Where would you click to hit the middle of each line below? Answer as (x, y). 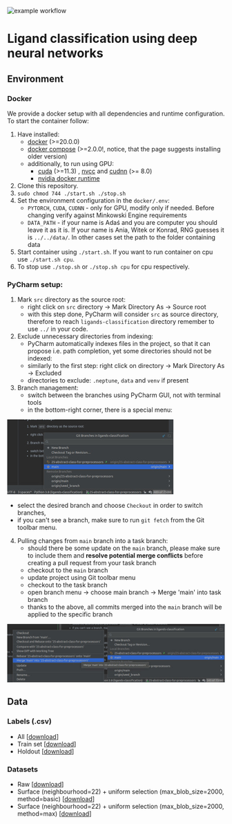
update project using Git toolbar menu (81, 578)
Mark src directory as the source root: (71, 300)
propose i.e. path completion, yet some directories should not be (119, 351)
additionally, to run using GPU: (70, 163)
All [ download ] (38, 736)
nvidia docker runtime (69, 178)
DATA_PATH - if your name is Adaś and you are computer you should (122, 222)
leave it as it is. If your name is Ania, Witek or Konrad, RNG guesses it (126, 230)
